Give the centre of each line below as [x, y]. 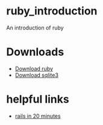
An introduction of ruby [35, 28]
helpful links [38, 99]
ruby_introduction [52, 11]
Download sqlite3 [37, 75]
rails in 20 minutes [38, 116]
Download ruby [34, 69]
